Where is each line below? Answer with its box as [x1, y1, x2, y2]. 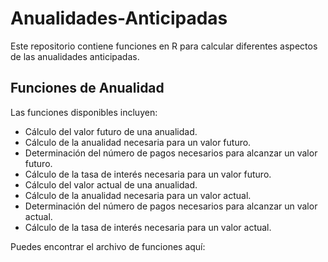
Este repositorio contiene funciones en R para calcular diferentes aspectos [10, 40, 318, 52]
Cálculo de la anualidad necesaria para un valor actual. [24, 189, 252, 201]
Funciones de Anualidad [10, 80, 165, 97]
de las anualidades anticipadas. [10, 50, 140, 62]
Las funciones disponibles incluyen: [10, 106, 158, 118]
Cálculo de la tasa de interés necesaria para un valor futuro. [24, 168, 272, 180]
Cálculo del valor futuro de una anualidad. [24, 125, 198, 137]
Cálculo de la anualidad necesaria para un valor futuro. [24, 136, 252, 148]
